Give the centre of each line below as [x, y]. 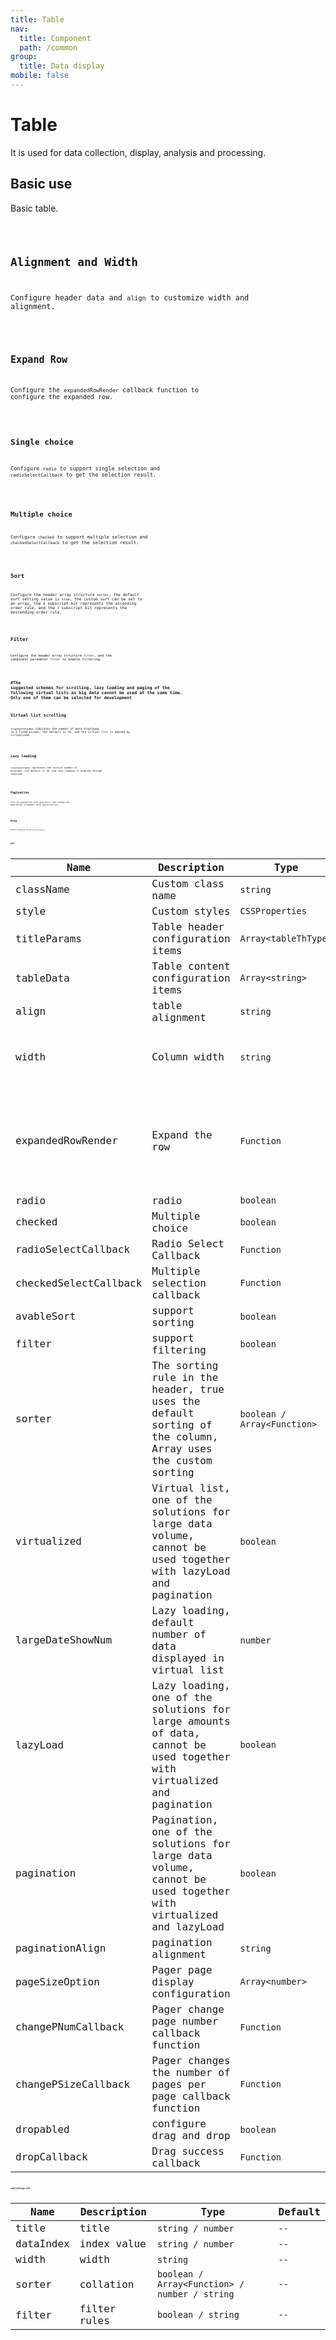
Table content [191, 966]
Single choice [42, 442]
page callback [191, 2096]
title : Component [55, 38]
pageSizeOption [57, 1981]
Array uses [182, 1448]
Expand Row [39, 360]
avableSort [46, 1316]
